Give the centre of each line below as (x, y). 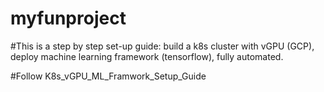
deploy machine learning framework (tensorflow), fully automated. (147, 56)
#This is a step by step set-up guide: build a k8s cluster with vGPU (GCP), (162, 46)
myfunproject (68, 18)
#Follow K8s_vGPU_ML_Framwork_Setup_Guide (108, 76)
